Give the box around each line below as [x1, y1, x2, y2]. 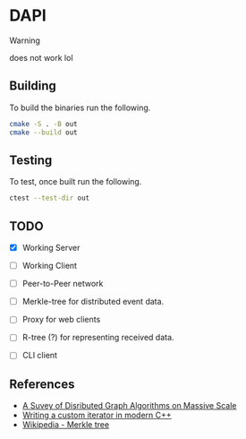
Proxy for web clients [21, 314, 101, 325]
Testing [9, 152, 53, 168]
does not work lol [9, 52, 73, 63]
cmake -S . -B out [9, 119, 78, 128]
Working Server [21, 243, 81, 253]
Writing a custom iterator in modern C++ [21, 409, 172, 421]
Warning [9, 35, 40, 46]
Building [9, 78, 56, 94]
